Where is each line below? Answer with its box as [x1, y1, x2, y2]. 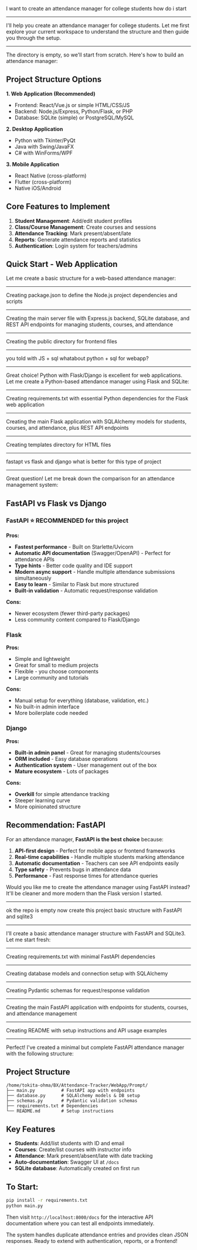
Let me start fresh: [6, 936, 51, 943]
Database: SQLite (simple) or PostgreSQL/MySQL [14, 114, 134, 121]
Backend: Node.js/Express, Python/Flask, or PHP [14, 108, 133, 115]
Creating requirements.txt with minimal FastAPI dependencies [6, 952, 155, 960]
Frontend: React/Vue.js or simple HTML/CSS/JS [14, 101, 130, 108]
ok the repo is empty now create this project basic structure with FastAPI [6, 907, 182, 914]
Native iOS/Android [14, 185, 62, 192]
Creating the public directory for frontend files [6, 338, 117, 345]
